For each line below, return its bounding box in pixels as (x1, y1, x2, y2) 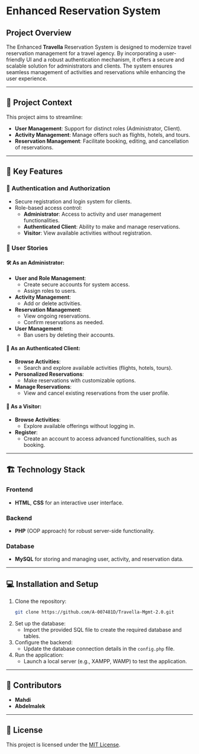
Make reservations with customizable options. (23, 376, 136, 384)
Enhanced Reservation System (6, 4, 161, 18)
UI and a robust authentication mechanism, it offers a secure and (26, 56, 185, 63)
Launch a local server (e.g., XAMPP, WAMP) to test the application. (23, 658, 187, 664)
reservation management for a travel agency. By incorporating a (6, 50, 162, 57)
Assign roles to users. (23, 287, 77, 294)
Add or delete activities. (23, 299, 82, 306)
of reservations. (14, 143, 54, 151)
